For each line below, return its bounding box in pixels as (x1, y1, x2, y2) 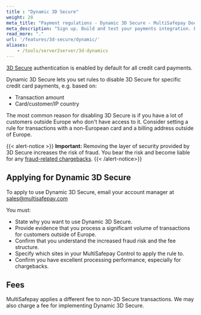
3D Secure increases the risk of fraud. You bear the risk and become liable (6, 149, 190, 156)
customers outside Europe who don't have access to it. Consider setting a (6, 118, 188, 125)
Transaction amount (14, 93, 65, 101)
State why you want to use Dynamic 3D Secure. (14, 218, 133, 225)
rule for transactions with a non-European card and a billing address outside (6, 124, 194, 132)
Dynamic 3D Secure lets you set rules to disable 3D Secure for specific (6, 75, 181, 83)
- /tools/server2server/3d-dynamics (17, 48, 109, 54)
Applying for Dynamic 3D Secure (6, 172, 132, 183)
